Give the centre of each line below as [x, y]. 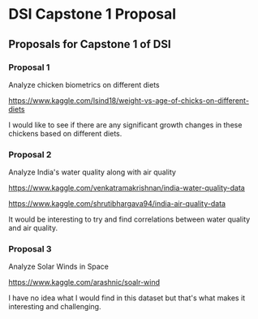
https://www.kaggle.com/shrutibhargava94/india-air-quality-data [117, 204]
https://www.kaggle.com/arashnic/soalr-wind [84, 282]
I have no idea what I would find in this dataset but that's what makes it [127, 298]
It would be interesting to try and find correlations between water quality [129, 219]
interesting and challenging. [55, 307]
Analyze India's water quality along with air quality [92, 172]
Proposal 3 [30, 249]
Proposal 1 [29, 67]
